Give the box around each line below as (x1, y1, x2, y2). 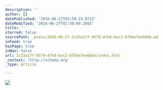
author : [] (5, 12, 28, 17)
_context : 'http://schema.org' (5, 58, 70, 62)
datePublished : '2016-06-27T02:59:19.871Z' (5, 16, 97, 21)
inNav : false (5, 48, 32, 53)
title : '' (5, 26, 26, 30)
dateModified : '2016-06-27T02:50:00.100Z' (5, 21, 94, 26)
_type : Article (5, 62, 37, 67)
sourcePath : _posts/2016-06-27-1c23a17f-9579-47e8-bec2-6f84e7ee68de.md (5, 35, 159, 40)
